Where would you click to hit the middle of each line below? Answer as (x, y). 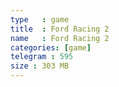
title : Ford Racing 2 (60, 29)
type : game (40, 19)
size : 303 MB (40, 66)
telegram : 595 (42, 57)
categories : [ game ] (51, 47)
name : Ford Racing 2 (60, 38)
